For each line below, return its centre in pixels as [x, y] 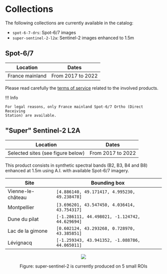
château [17, 197]
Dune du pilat [23, 219]
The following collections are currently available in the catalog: [69, 23]
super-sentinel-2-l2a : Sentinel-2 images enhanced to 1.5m [73, 38]
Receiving [15, 111]
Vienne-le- [21, 191]
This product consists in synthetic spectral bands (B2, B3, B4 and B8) [76, 165]
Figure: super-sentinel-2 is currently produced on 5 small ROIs [83, 266]
